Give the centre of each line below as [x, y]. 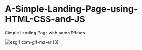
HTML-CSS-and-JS [45, 19]
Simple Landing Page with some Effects [45, 33]
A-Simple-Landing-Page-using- [71, 9]
